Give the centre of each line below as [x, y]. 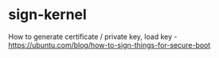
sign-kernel [48, 15]
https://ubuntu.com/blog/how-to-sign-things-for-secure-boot [109, 44]
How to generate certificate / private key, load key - [93, 37]
